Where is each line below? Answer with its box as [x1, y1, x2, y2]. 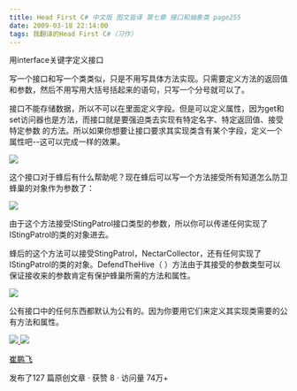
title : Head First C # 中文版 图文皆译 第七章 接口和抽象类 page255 [9, 12, 241, 22]
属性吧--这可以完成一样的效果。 [9, 136, 126, 147]
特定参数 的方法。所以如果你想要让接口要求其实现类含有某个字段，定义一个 [9, 126, 283, 136]
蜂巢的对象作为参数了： [9, 183, 95, 194]
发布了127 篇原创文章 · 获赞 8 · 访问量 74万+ [9, 372, 169, 383]
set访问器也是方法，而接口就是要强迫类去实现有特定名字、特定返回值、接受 [9, 114, 285, 125]
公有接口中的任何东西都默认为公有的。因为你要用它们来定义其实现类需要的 [9, 306, 280, 317]
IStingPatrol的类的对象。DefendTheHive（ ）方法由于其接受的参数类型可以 [9, 259, 281, 270]
